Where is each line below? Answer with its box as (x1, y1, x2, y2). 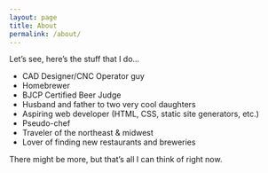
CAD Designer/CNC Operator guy (21, 71, 145, 82)
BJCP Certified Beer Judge (21, 90, 122, 100)
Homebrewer (21, 81, 71, 91)
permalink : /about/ (9, 29, 82, 38)
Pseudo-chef (21, 118, 71, 129)
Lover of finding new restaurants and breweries (21, 137, 196, 147)
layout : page (9, 12, 58, 22)
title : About (9, 21, 58, 30)
